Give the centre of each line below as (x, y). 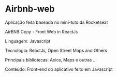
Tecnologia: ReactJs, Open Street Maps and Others (56, 50)
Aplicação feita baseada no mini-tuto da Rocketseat (57, 22)
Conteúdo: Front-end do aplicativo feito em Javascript (59, 69)
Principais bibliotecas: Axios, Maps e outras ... (51, 60)
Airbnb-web (30, 9)
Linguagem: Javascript (28, 41)
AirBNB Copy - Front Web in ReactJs (42, 31)
